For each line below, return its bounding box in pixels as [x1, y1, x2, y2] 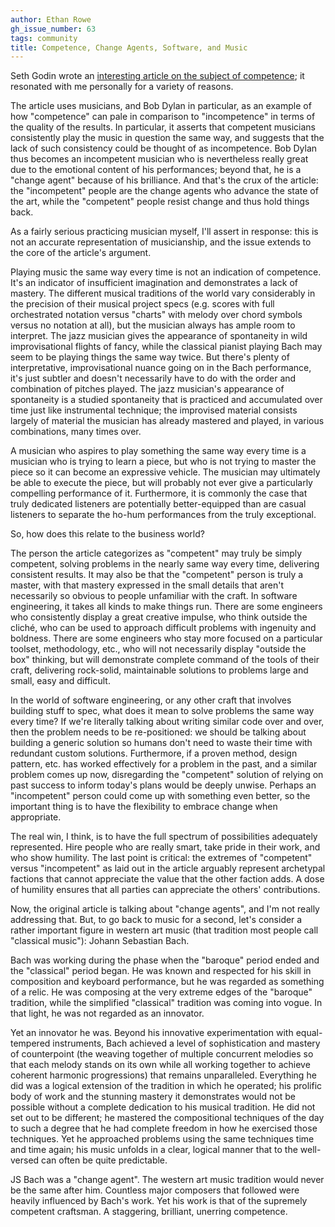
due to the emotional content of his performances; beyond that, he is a [10, 164, 302, 176]
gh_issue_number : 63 [10, 24, 97, 34]
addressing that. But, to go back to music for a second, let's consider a [10, 914, 303, 926]
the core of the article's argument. [10, 247, 152, 259]
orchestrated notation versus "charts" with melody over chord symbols [10, 309, 303, 321]
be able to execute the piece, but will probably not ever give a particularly [10, 477, 313, 489]
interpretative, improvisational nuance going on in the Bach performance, [10, 362, 312, 374]
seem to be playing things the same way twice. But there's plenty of [10, 351, 290, 363]
